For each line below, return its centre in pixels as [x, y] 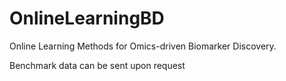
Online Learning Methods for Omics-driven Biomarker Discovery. [143, 46]
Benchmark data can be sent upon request [97, 65]
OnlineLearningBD [87, 18]
